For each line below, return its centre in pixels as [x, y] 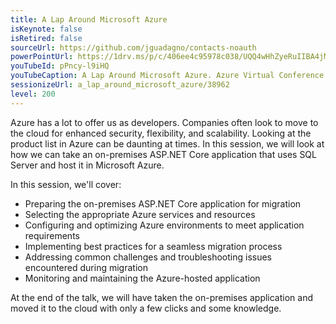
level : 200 [33, 94]
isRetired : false [46, 38]
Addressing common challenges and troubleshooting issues [148, 257]
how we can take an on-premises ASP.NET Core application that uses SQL [163, 154]
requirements [52, 235]
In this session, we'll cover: [66, 184]
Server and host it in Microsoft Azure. [87, 165]
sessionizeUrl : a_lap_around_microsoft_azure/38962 [120, 85]
